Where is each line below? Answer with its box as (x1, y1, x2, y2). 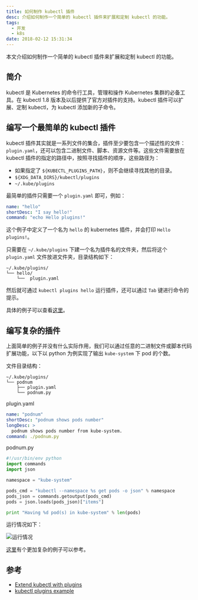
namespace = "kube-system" (6, 477, 72, 484)
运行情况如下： (6, 521, 42, 528)
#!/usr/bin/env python (6, 456, 62, 462)
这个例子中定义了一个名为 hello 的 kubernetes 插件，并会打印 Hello (6, 226, 171, 233)
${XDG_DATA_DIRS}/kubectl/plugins (14, 174, 100, 180)
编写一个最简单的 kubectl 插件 (6, 122, 116, 133)
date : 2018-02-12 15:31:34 (6, 36, 72, 42)
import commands (6, 461, 46, 467)
